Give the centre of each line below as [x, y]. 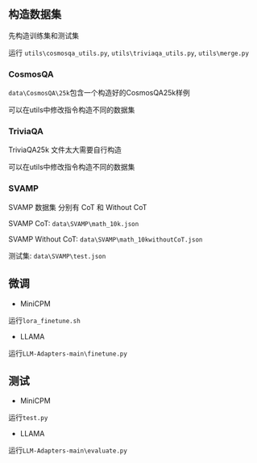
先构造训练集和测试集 [44, 36]
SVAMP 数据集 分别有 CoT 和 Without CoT [78, 207]
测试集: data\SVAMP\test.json [57, 255]
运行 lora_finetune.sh [44, 320]
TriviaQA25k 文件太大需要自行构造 [65, 150]
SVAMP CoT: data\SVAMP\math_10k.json [74, 223]
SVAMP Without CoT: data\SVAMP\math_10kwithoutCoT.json [106, 239]
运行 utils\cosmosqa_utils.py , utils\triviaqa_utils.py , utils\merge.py [129, 53]
